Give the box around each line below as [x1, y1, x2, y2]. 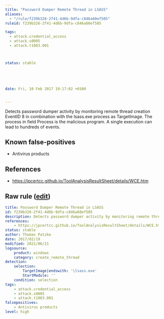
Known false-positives [5, 138, 76, 146]
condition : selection [14, 278, 58, 282]
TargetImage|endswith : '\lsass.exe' [22, 269, 97, 274]
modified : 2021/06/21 [5, 241, 49, 246]
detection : [5, 259, 27, 264]
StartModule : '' [22, 273, 56, 278]
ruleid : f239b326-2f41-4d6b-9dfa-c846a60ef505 [5, 20, 102, 26]
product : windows [14, 250, 49, 255]
